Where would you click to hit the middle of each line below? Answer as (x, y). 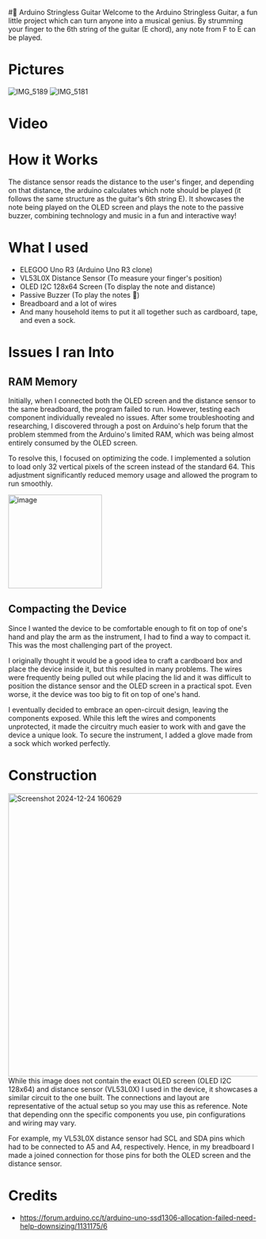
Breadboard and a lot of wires (68, 303)
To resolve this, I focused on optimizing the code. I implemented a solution (129, 458)
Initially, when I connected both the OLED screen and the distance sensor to (132, 400)
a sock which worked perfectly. (59, 743)
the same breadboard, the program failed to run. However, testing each (124, 409)
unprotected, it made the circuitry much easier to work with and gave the (127, 726)
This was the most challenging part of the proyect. (90, 645)
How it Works (53, 160)
